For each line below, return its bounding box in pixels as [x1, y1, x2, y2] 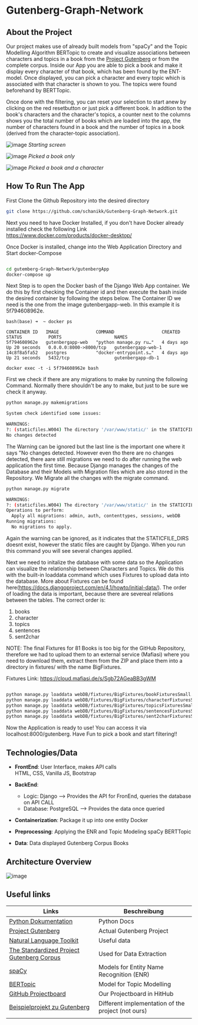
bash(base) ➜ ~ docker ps [6, 319, 72, 325]
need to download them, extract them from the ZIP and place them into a [6, 657, 183, 664]
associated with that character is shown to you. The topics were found [6, 80, 177, 88]
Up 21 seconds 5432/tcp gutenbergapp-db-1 [6, 355, 160, 361]
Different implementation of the [98, 999, 185, 1007]
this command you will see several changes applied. [6, 547, 133, 554]
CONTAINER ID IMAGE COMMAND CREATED [6, 329, 181, 335]
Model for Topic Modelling [98, 980, 171, 988]
